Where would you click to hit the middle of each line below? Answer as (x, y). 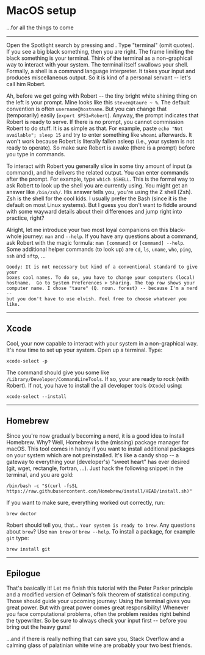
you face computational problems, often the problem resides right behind (98, 614)
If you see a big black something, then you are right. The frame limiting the (100, 51)
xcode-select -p (27, 361)
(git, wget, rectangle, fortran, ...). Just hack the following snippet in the (95, 468)
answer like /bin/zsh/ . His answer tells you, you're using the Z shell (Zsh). (99, 192)
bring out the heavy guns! (39, 627)
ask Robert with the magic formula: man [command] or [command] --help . (95, 242)
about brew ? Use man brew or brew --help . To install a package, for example (101, 531)
